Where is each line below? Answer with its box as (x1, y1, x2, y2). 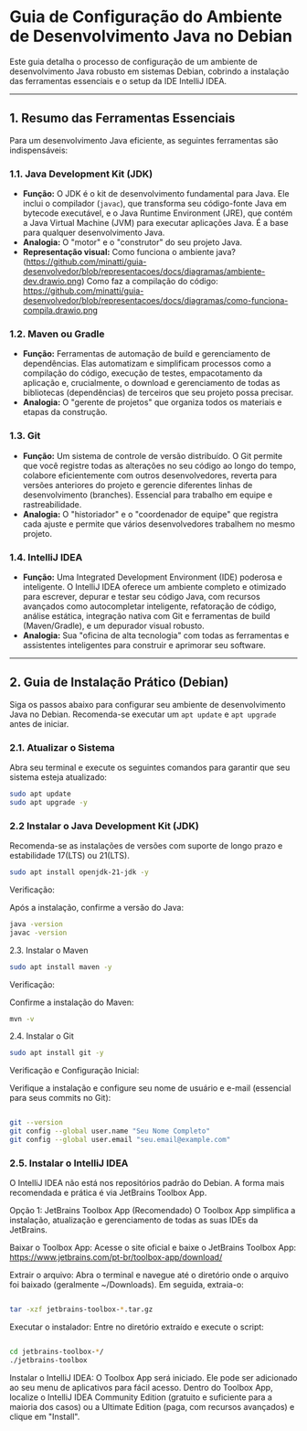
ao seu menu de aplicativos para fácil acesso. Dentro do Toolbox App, (9, 1382, 273, 1393)
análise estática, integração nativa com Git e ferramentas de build (22, 610, 271, 621)
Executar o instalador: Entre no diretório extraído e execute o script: (9, 1321, 265, 1332)
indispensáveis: (9, 144, 69, 155)
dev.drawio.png (22, 276, 82, 287)
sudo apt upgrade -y (9, 797, 89, 806)
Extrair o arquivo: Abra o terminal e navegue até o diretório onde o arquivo (9, 1269, 290, 1281)
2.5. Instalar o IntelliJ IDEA (9, 1157, 129, 1169)
